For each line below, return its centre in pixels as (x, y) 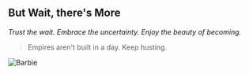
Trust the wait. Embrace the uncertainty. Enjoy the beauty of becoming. (125, 31)
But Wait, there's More (64, 13)
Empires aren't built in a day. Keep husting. (97, 47)
